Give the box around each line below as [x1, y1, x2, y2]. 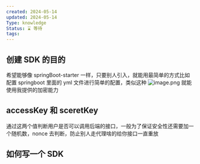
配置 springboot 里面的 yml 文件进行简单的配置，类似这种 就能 [6, 79, 192, 86]
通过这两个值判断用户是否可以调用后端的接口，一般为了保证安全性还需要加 [6, 122, 189, 129]
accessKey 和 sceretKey [6, 106, 98, 116]
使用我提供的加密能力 [6, 86, 58, 93]
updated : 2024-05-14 [6, 14, 58, 20]
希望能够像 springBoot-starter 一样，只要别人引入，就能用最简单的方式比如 [6, 71, 190, 78]
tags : [6, 31, 20, 37]
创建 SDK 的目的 [6, 54, 65, 64]
